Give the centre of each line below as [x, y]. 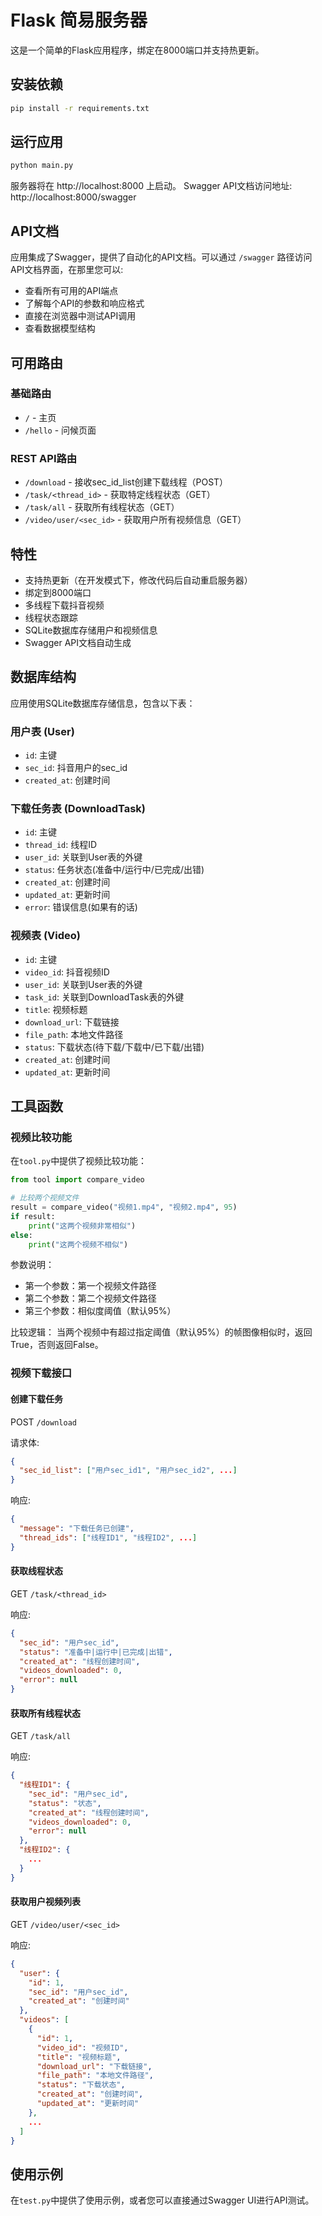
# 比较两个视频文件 [45, 1198]
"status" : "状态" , [65, 1803]
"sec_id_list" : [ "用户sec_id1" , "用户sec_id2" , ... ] [128, 1471]
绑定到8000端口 [58, 592]
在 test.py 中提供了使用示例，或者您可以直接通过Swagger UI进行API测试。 [162, 2200]
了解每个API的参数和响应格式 [84, 303]
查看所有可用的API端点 [71, 291]
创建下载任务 [36, 1398]
